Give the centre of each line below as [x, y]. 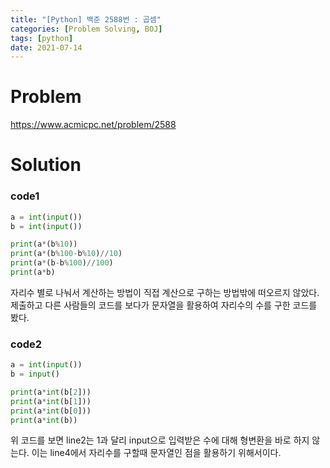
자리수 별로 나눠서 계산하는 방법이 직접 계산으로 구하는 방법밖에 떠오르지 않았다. [165, 292]
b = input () [35, 374]
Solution [46, 165]
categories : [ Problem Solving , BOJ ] [86, 29]
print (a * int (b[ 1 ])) [51, 401]
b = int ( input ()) [46, 226]
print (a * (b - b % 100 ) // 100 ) [62, 263]
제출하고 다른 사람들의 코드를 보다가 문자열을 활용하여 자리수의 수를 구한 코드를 [164, 305]
